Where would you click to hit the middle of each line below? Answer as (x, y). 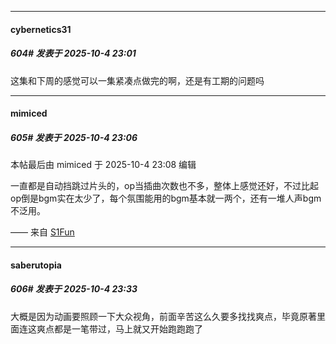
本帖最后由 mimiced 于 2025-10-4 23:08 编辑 (103, 165)
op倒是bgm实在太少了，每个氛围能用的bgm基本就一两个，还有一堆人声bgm (166, 198)
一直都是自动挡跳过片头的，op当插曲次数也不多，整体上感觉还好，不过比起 (164, 186)
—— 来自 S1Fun (42, 232)
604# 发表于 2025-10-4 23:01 (73, 53)
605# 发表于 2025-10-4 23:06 (74, 137)
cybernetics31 (41, 29)
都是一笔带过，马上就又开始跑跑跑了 (128, 328)
